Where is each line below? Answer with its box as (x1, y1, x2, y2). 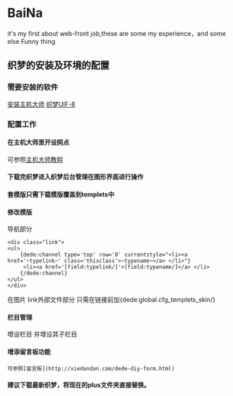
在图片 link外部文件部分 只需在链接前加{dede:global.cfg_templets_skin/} (7, 296, 216, 304)
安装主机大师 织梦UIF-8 (7, 100, 76, 108)
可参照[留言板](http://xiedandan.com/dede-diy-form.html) (7, 365, 175, 372)
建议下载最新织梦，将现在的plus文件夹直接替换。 (7, 380, 150, 390)
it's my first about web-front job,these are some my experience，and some (7, 29, 226, 37)
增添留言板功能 (7, 347, 51, 356)
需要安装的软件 (7, 83, 59, 93)
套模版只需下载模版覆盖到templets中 (7, 190, 114, 199)
